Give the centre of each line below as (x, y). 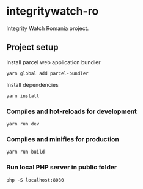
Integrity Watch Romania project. (48, 28)
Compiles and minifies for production (63, 139)
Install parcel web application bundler (53, 62)
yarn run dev (23, 124)
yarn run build (26, 152)
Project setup (33, 47)
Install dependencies (33, 84)
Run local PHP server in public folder (62, 168)
